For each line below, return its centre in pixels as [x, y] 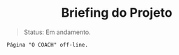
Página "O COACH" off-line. [48, 45]
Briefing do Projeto [117, 13]
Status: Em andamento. [57, 32]
